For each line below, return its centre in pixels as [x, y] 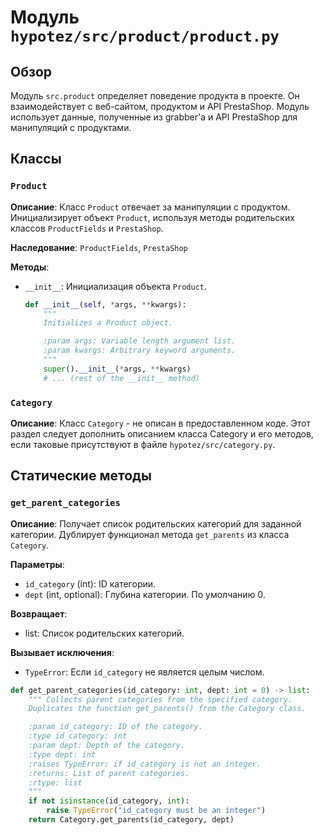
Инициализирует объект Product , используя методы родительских [152, 217]
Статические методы [81, 476]
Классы [36, 159]
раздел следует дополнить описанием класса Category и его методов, [162, 433]
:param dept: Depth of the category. [107, 746]
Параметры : [37, 564]
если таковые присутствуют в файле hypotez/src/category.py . [143, 444]
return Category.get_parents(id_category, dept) [131, 820]
